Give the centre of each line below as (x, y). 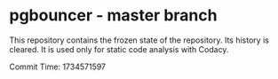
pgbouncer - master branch (113, 16)
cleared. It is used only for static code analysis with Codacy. (119, 49)
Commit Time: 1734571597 (58, 67)
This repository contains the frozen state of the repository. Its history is (139, 40)
